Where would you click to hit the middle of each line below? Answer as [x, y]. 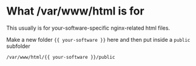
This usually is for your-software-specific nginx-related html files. [88, 28]
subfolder [18, 46]
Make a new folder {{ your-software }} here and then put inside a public [98, 39]
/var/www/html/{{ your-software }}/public [61, 57]
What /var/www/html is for [75, 11]
